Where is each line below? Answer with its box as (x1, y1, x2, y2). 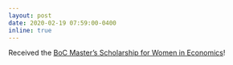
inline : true (8, 26, 52, 34)
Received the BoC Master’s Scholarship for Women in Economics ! (8, 48, 226, 58)
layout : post (8, 11, 52, 20)
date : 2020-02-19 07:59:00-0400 (8, 19, 117, 27)
